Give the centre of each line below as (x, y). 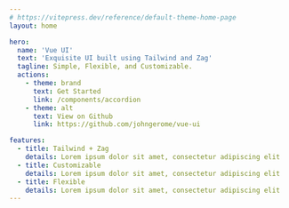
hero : (19, 42)
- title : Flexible (52, 182)
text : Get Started (67, 91)
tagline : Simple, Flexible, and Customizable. (105, 67)
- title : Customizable (59, 165)
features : (28, 140)
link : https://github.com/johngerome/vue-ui (116, 124)
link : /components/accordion (87, 100)
